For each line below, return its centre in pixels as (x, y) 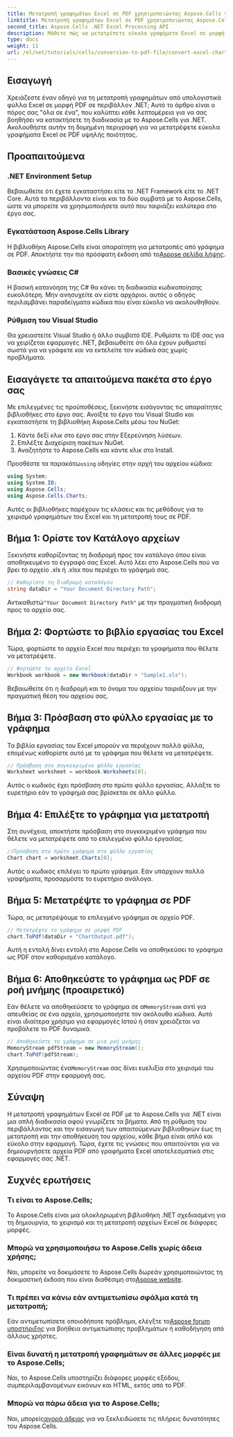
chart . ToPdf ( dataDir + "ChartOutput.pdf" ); (71, 936)
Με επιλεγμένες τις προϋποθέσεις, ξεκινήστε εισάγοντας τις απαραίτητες (115, 407)
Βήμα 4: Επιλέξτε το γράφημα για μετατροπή (109, 814)
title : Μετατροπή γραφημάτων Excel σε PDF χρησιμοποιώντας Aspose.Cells (114, 14)
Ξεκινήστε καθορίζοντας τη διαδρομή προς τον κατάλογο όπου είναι (107, 555)
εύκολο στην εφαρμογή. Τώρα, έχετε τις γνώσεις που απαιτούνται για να (113, 1143)
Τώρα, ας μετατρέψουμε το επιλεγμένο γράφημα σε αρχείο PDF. (101, 917)
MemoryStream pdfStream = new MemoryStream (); (76, 1049)
